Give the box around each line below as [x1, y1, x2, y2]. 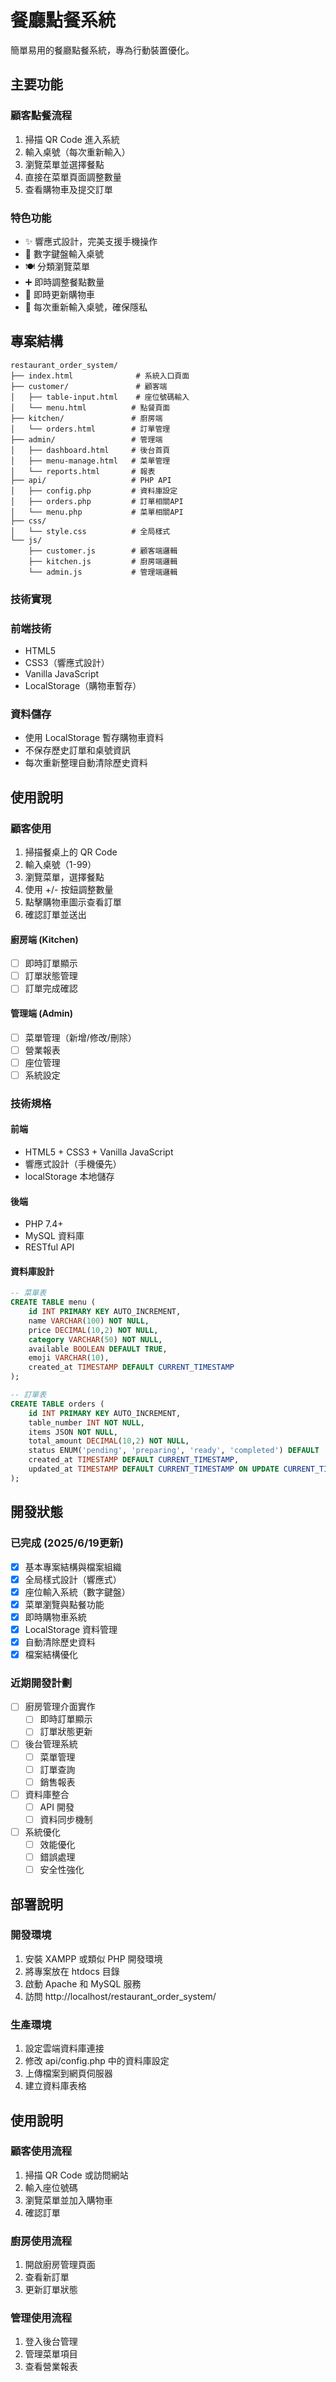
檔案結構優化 [24, 1648, 78, 1660]
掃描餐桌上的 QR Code [24, 846, 118, 858]
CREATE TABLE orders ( [10, 1399, 105, 1409]
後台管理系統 [24, 1738, 78, 1750]
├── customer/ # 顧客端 [10, 381, 168, 391]
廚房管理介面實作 [24, 1701, 96, 1713]
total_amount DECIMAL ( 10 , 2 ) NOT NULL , [28, 1436, 190, 1446]
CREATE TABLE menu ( [10, 1297, 97, 1308]
